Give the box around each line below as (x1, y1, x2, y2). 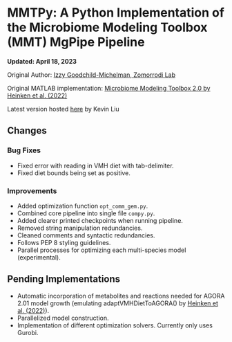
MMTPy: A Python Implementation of (7, 5, 224, 21)
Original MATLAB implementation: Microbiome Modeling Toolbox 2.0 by (7, 84, 211, 92)
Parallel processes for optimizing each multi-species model (17, 246, 186, 254)
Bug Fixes (7, 145, 41, 155)
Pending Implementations (7, 273, 121, 285)
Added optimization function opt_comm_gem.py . (17, 201, 148, 210)
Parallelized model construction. (17, 314, 109, 322)
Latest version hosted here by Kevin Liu (7, 105, 119, 113)
